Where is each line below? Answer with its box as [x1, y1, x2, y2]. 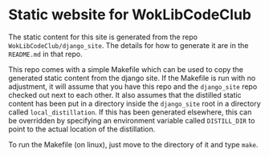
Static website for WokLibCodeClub [8, 6, 251, 24]
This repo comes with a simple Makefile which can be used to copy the [8, 64, 243, 74]
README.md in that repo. [8, 49, 83, 58]
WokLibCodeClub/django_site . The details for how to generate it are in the [8, 40, 249, 50]
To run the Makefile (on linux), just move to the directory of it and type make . [8, 139, 259, 149]
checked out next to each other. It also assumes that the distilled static [8, 90, 243, 99]
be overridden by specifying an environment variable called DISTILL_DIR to [8, 115, 255, 125]
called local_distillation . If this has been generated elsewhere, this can [8, 107, 252, 117]
